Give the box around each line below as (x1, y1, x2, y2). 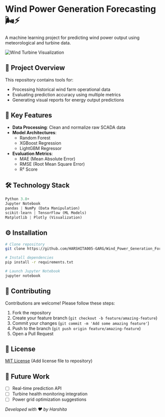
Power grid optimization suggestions (12, 396, 87, 403)
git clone (5, 246, 26, 251)
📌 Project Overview (5, 64, 65, 72)
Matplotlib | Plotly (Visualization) (5, 215, 82, 220)
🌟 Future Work (5, 372, 50, 380)
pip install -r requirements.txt (5, 260, 74, 265)
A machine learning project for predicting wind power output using (5, 35, 140, 40)
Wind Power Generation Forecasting (5, 3, 156, 15)
